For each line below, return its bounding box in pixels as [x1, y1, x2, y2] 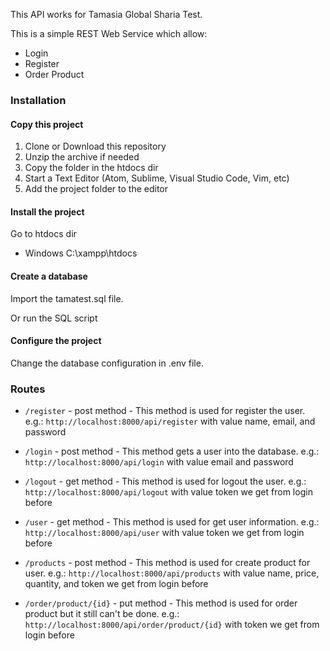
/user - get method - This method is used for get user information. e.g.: [24, 516, 320, 528]
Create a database [10, 270, 88, 282]
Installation [10, 93, 67, 107]
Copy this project [10, 118, 84, 130]
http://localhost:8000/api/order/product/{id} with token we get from [24, 619, 320, 631]
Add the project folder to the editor [24, 183, 169, 195]
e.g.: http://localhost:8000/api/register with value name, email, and [24, 415, 316, 428]
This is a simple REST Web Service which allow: [10, 28, 208, 39]
